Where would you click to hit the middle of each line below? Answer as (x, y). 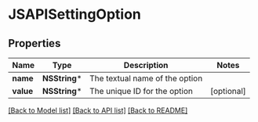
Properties (35, 43)
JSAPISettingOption (74, 14)
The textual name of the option (146, 78)
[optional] (229, 91)
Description (146, 65)
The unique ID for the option (142, 91)
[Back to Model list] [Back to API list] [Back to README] (98, 110)
